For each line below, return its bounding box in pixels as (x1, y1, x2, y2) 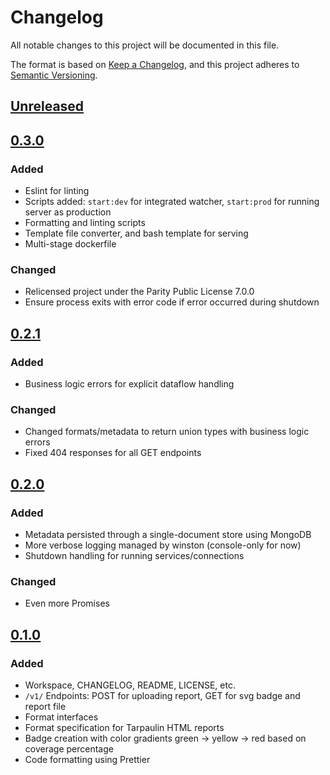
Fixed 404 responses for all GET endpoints (24, 447, 202, 459)
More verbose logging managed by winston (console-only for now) (24, 539, 302, 551)
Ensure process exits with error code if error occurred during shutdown (24, 296, 320, 308)
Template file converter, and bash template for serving (24, 227, 249, 240)
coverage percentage (24, 742, 114, 755)
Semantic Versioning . (10, 69, 98, 81)
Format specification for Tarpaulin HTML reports (24, 721, 225, 733)
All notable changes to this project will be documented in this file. (10, 39, 280, 51)
